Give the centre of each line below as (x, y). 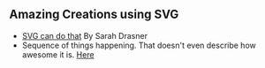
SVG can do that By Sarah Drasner (85, 35)
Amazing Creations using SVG (94, 15)
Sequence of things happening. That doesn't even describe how (139, 45)
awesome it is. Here (58, 54)
